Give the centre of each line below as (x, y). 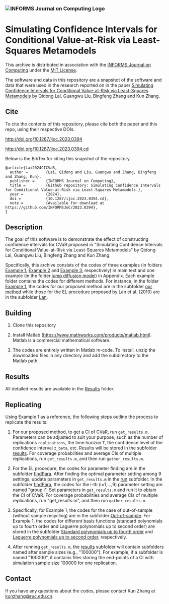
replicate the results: (26, 422)
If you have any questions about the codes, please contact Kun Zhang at (80, 591)
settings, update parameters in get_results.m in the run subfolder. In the (87, 479)
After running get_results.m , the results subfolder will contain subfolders (88, 547)
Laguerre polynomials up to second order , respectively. (70, 537)
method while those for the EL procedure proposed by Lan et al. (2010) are (82, 292)
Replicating (23, 405)
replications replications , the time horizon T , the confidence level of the (88, 442)
